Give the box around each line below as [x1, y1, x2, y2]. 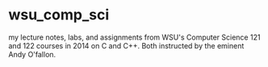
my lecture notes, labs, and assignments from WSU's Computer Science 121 [8, 32, 261, 42]
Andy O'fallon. [8, 49, 57, 59]
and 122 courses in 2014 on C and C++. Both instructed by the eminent [8, 40, 245, 50]
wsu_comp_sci [8, 6, 110, 24]
